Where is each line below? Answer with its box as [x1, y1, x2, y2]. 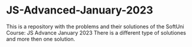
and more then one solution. [6, 35, 76, 42]
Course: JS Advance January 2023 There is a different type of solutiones [6, 29, 187, 36]
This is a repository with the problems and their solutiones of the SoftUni [6, 23, 185, 30]
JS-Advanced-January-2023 [6, 4, 153, 17]
